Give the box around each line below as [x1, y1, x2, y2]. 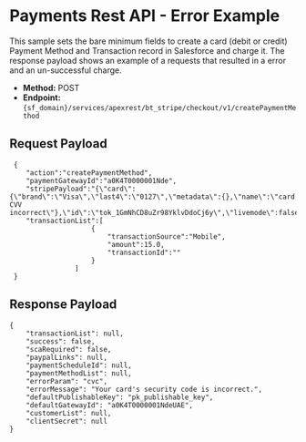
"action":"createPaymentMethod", [25, 168, 153, 178]
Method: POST [22, 82, 80, 93]
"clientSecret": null [25, 416, 107, 426]
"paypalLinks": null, [25, 353, 107, 362]
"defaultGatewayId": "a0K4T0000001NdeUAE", [25, 400, 194, 410]
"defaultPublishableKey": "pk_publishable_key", [25, 393, 214, 402]
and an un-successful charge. [9, 65, 123, 76]
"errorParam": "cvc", [25, 376, 107, 385]
